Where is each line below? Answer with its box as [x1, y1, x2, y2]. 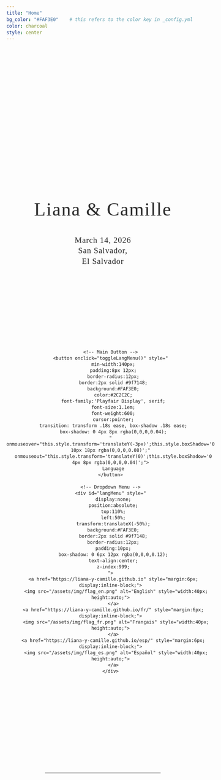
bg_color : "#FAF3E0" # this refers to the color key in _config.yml [6, 16, 193, 23]
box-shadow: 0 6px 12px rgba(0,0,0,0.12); [58, 552, 168, 558]
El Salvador [81, 256, 124, 266]
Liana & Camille [34, 198, 172, 220]
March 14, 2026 [74, 235, 132, 245]
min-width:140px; [91, 361, 136, 368]
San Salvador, [78, 245, 128, 256]
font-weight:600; [91, 411, 136, 417]
